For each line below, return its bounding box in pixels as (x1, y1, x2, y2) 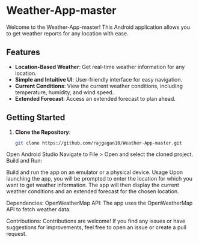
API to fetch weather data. (6, 206, 71, 213)
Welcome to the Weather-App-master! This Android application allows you (6, 23, 191, 31)
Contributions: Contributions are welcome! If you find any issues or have (6, 217, 186, 225)
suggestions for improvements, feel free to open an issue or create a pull (6, 224, 186, 231)
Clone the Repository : (14, 128, 71, 136)
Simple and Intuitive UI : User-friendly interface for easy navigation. (14, 76, 183, 83)
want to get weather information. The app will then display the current (6, 181, 179, 189)
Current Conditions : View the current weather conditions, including (14, 82, 183, 89)
